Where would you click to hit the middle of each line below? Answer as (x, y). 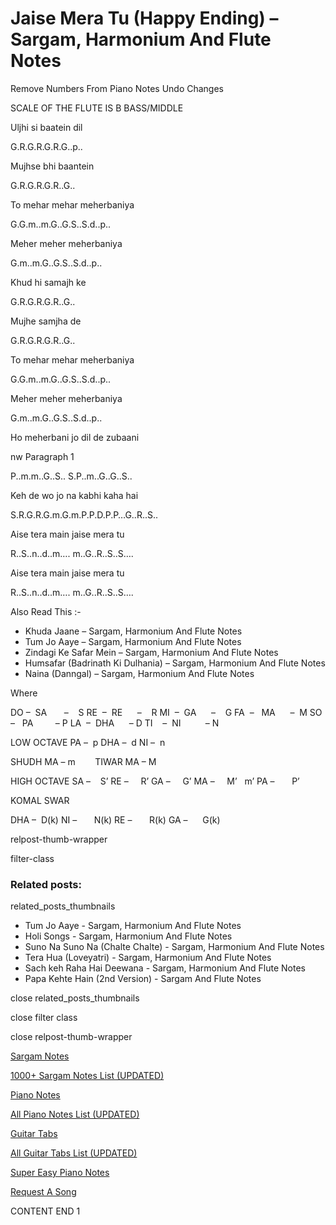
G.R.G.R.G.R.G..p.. (46, 146)
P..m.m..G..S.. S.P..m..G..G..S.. (71, 476)
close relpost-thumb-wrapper (71, 1037)
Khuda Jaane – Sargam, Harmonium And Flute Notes (133, 631)
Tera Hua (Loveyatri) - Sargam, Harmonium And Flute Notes (148, 958)
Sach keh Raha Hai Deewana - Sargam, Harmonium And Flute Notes (165, 968)
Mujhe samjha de (46, 321)
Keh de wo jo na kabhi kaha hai (74, 495)
